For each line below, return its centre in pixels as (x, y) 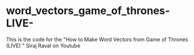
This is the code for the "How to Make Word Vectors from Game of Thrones (97, 39)
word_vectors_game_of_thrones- (88, 11)
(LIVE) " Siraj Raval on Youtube (43, 46)
